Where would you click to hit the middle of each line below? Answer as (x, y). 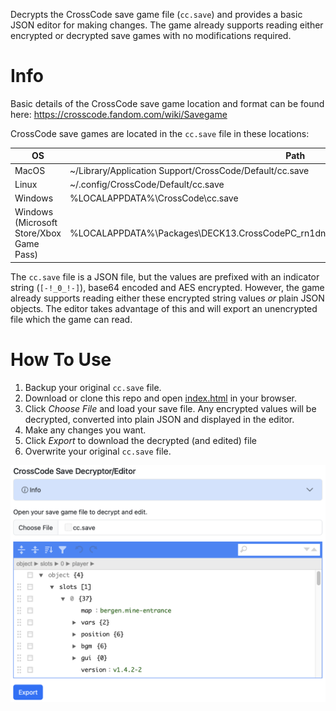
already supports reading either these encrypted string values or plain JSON (167, 298)
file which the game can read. (71, 319)
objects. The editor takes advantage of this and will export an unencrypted (164, 308)
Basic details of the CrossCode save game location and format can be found (167, 103)
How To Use (61, 360)
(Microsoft (36, 223)
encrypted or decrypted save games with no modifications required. (151, 35)
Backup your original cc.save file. (93, 387)
